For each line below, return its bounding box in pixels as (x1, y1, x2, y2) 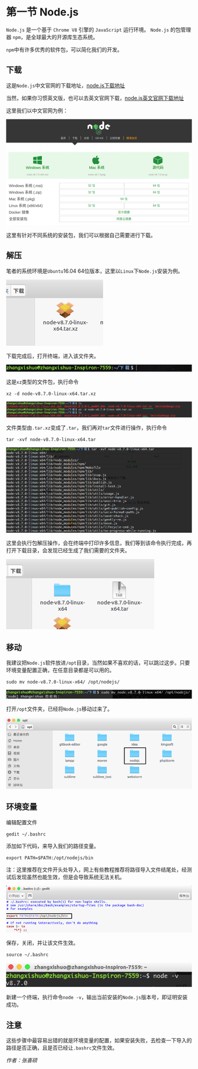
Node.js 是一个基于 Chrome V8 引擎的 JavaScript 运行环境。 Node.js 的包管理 (6, 26, 192, 33)
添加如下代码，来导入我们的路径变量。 (6, 842, 99, 849)
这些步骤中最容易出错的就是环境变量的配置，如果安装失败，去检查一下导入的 (6, 1036, 192, 1044)
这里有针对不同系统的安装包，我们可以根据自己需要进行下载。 (6, 232, 156, 239)
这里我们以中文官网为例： (6, 107, 68, 114)
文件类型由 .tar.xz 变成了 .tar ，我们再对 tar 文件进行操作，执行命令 (6, 424, 167, 432)
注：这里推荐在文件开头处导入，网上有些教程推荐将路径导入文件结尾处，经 (6, 866, 187, 873)
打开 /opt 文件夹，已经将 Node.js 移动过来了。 (6, 705, 113, 712)
